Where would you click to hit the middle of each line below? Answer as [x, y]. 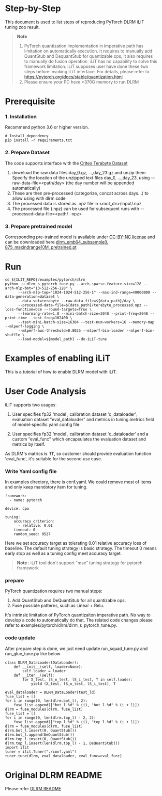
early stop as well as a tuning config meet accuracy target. [63, 553]
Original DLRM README [54, 775]
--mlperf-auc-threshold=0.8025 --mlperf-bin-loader [71, 330]
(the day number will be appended [100, 183]
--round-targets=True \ [68, 309]
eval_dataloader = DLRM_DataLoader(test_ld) [51, 692]
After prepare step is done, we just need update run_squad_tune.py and [76, 649]
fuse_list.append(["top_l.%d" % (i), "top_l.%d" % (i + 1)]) [76, 722]
